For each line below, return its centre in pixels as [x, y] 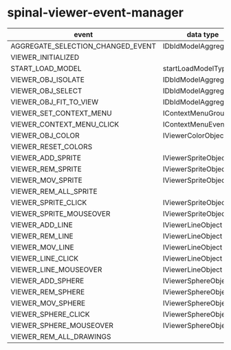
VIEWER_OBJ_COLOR [45, 135]
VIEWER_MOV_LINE [42, 247]
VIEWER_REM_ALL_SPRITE [54, 191]
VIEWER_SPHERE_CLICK [50, 314]
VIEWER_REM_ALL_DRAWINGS [61, 336]
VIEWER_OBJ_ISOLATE [47, 79]
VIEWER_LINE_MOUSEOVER [56, 270]
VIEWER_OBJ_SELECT [46, 91]
